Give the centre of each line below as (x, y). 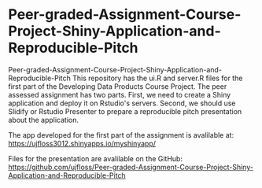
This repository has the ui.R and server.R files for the (157, 78)
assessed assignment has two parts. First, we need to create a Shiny (120, 94)
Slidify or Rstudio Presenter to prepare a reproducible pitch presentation (125, 111)
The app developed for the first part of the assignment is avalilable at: (121, 135)
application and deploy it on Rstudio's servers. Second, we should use (122, 103)
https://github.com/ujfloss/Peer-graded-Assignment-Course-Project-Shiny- (131, 167)
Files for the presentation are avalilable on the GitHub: (96, 158)
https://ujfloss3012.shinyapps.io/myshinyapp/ (82, 143)
